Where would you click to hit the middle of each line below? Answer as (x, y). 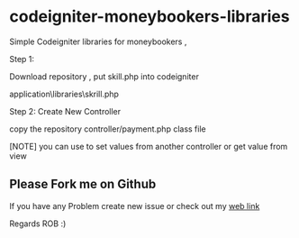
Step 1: (22, 59)
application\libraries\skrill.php (64, 94)
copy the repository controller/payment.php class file (108, 129)
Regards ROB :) (38, 224)
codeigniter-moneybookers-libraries (149, 17)
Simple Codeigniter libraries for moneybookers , (98, 41)
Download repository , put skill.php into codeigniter (104, 76)
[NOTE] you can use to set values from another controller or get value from (149, 146)
